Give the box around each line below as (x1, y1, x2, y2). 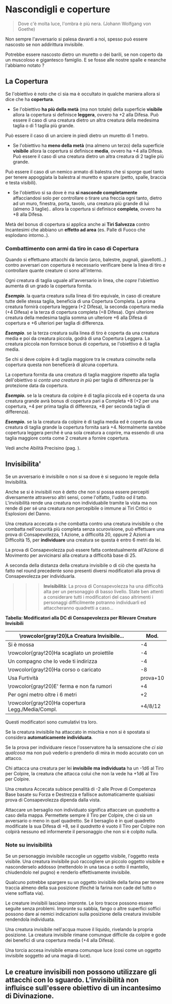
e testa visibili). (5, 179, 37, 186)
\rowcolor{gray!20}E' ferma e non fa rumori (8, 682, 112, 690)
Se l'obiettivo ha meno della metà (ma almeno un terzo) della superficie (12, 142, 164, 148)
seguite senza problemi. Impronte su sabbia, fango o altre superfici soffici (5, 906, 161, 912)
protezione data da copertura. (5, 383, 69, 389)
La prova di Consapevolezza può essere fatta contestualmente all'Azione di (5, 547, 164, 553)
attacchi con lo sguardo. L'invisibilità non (5, 975, 139, 984)
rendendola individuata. (5, 916, 55, 922)
